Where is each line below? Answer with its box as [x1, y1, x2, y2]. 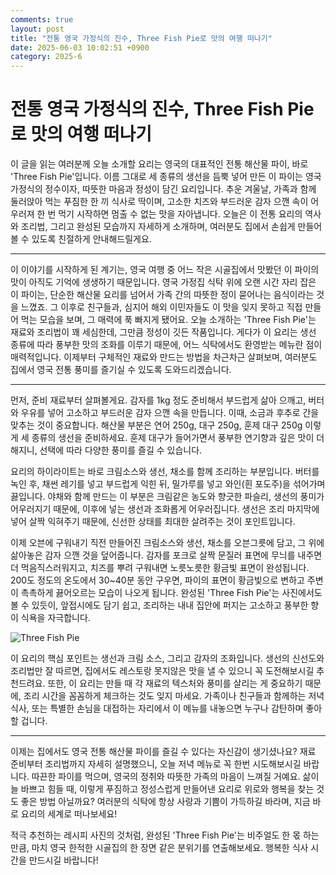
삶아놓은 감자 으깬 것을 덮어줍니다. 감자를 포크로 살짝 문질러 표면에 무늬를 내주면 [10, 549, 323, 561]
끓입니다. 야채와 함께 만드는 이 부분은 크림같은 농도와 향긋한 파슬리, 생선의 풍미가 [10, 491, 325, 503]
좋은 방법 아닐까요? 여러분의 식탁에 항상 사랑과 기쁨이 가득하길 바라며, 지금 [20, 796, 311, 808]
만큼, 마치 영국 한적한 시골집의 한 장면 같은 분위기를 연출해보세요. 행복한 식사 [10, 842, 309, 854]
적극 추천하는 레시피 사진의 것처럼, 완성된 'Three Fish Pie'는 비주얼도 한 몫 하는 [10, 829, 320, 841]
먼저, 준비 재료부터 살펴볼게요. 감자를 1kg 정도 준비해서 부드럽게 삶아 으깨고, [10, 394, 307, 406]
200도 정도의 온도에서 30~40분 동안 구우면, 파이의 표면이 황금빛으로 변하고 [10, 574, 305, 586]
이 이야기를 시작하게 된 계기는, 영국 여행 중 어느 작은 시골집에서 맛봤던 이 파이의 [10, 264, 320, 276]
